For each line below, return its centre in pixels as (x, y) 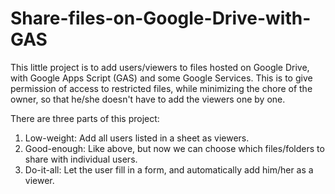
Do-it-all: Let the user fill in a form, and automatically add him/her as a (169, 169)
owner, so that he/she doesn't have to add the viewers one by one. (148, 99)
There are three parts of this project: (85, 118)
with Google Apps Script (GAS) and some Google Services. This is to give (161, 78)
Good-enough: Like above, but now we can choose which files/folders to (174, 148)
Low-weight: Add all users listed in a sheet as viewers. (137, 138)
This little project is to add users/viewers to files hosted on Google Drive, (160, 67)
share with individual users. (81, 159)
